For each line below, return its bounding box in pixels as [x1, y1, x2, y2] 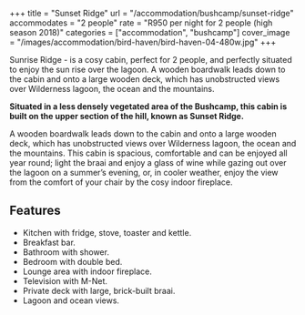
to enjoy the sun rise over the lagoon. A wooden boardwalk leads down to [9, 64, 286, 75]
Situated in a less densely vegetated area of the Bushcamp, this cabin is [9, 101, 288, 112]
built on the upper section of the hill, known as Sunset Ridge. [9, 111, 244, 121]
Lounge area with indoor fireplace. [22, 266, 153, 277]
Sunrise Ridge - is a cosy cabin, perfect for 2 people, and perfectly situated [9, 55, 293, 65]
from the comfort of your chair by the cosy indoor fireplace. [9, 177, 233, 188]
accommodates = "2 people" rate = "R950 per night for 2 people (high [9, 17, 273, 28]
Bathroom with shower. [22, 246, 109, 258]
